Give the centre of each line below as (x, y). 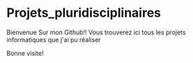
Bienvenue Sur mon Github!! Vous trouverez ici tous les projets (96, 32)
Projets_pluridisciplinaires (84, 13)
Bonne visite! (25, 53)
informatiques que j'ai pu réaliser (54, 39)
